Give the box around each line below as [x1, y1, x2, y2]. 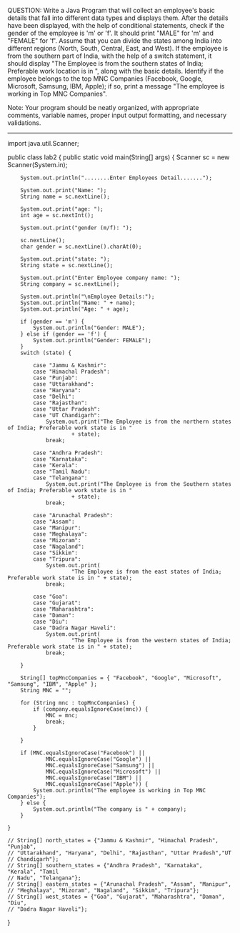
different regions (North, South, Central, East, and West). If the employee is [7, 44, 229, 52]
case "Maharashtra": [33, 606, 94, 613]
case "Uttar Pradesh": [33, 406, 101, 413]
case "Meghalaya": [33, 531, 88, 538]
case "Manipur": [33, 524, 81, 532]
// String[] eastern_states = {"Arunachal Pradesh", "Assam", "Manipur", [7, 881, 232, 888]
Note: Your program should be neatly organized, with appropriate [7, 104, 199, 111]
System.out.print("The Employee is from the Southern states [45, 481, 232, 488]
